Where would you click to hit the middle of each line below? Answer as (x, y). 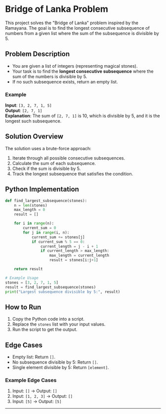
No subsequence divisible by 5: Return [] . (55, 362)
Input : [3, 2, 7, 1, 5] (28, 105)
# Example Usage (22, 278)
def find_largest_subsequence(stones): (46, 201)
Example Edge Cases (31, 380)
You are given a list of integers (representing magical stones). (75, 66)
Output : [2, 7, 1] (24, 111)
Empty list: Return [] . (34, 357)
